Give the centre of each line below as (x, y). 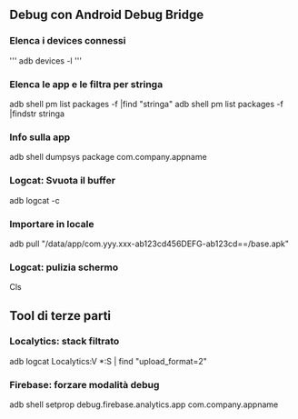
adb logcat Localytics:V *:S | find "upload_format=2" (108, 361)
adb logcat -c (35, 200)
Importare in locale (52, 224)
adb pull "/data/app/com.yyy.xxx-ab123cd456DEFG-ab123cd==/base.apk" (149, 244)
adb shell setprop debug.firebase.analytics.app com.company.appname (144, 404)
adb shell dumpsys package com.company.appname (108, 157)
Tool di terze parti (60, 316)
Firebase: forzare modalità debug (84, 384)
